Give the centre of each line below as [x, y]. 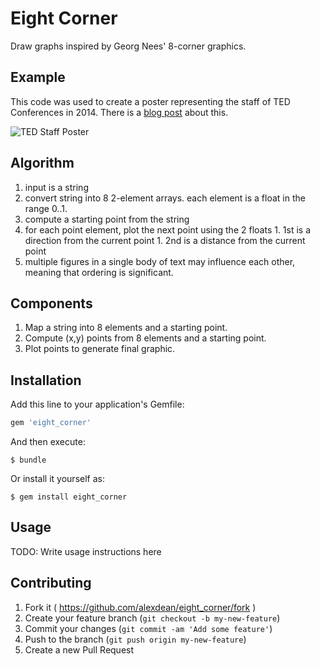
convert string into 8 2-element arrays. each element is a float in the [165, 198]
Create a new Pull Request [79, 649]
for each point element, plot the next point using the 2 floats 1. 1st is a [168, 229]
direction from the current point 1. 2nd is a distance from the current [165, 240]
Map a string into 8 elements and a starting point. [126, 328]
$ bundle [28, 460]
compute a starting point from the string [107, 219]
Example [38, 77]
